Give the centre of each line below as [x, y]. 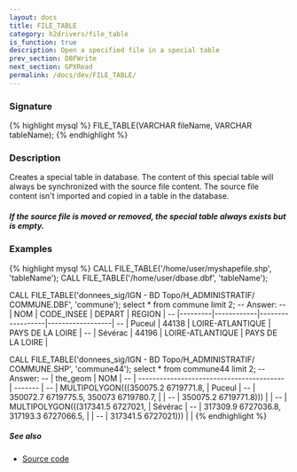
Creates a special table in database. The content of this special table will [141, 177]
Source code [45, 459]
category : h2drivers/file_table [69, 34]
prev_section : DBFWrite [53, 59]
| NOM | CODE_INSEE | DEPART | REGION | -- [92, 314]
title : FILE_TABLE [43, 26]
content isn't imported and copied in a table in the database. [119, 196]
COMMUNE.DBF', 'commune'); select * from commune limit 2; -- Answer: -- [148, 304]
